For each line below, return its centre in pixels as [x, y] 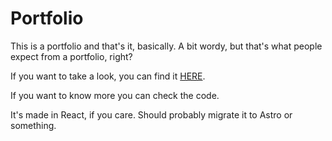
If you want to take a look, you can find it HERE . [108, 76]
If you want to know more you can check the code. [115, 95]
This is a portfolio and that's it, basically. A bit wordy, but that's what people [166, 46]
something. [33, 125]
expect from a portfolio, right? [71, 56]
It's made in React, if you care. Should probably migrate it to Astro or [151, 114]
